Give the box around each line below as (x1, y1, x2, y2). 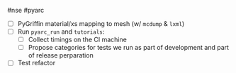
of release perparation (28, 51, 94, 60)
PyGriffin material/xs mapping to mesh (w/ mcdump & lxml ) (17, 20, 185, 27)
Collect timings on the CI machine (28, 35, 128, 44)
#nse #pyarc (7, 6, 45, 14)
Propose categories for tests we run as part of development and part (28, 44, 229, 52)
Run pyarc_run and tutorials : (17, 27, 105, 36)
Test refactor (17, 59, 55, 67)
